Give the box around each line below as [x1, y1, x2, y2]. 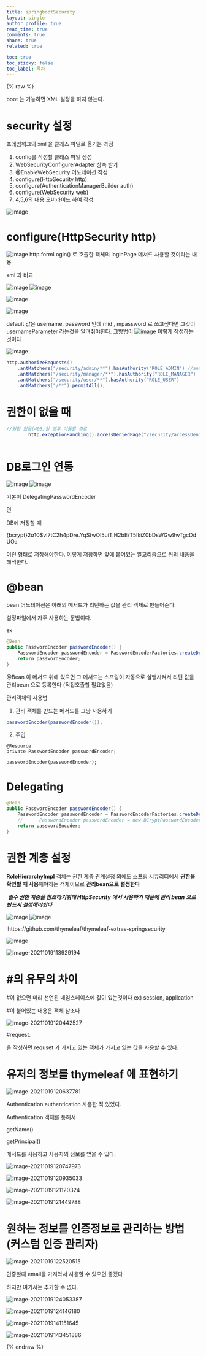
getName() [6, 1126, 34, 1133]
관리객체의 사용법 [6, 694, 48, 701]
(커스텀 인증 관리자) [6, 1237, 99, 1251]
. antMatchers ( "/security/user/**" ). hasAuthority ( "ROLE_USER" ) [17, 377, 180, 383]
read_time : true [6, 26, 48, 33]
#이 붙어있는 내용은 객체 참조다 [6, 1007, 81, 1014]
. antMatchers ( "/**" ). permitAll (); [17, 382, 105, 388]
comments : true [6, 32, 45, 38]
